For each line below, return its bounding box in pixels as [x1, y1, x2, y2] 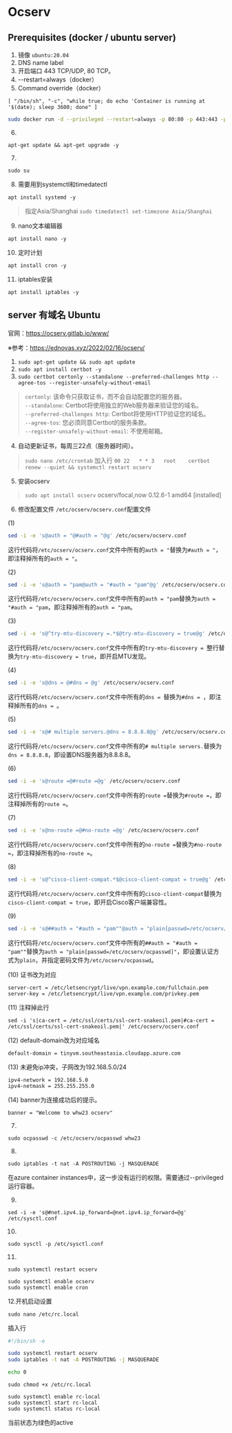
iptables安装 [17, 275, 53, 283]
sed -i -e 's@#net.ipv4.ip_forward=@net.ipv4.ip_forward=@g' [8, 1209, 187, 1216]
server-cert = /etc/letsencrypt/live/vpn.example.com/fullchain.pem [8, 984, 209, 991]
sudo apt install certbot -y [17, 366, 102, 373]
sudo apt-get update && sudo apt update [17, 358, 136, 366]
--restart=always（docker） [17, 75, 98, 84]
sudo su [8, 167, 30, 174]
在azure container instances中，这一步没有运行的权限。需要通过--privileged [8, 1173, 224, 1181]
